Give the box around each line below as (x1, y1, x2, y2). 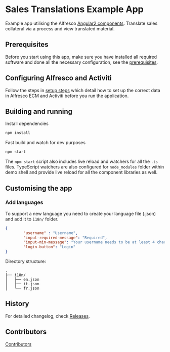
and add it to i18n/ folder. (5, 216, 59, 222)
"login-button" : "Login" (23, 244, 76, 250)
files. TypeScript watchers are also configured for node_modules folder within (5, 164, 164, 170)
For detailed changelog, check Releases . (5, 313, 90, 319)
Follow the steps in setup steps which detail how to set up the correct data (5, 87, 160, 93)
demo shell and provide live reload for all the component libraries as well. (5, 169, 158, 175)
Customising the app (5, 184, 72, 193)
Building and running (5, 107, 72, 116)
